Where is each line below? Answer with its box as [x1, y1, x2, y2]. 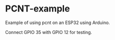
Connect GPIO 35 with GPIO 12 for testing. [5, 29, 92, 35]
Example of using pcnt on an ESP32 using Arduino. [5, 19, 110, 25]
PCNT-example [5, 3, 70, 14]
